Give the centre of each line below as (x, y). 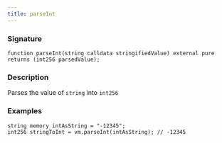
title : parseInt (31, 14)
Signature (25, 38)
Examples (25, 111)
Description (28, 77)
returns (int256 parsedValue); (54, 59)
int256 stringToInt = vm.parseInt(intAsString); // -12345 (97, 132)
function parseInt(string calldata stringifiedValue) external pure (111, 53)
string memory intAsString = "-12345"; (67, 126)
